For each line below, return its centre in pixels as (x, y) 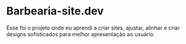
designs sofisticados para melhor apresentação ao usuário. (81, 34)
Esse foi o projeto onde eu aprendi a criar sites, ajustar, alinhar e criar (93, 28)
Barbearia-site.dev (55, 11)
